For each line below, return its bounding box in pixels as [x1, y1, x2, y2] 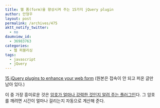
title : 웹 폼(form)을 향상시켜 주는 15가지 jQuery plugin [5, 7, 114, 12]
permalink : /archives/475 [5, 20, 57, 26]
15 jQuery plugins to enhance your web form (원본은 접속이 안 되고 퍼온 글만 [5, 75, 154, 81]
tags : [5, 52, 16, 57]
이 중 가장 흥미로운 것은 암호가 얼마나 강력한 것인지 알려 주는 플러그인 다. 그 [5, 92, 146, 98]
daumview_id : [5, 35, 32, 39]
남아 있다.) [5, 81, 25, 88]
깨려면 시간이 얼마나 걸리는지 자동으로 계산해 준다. [10, 98, 105, 104]
